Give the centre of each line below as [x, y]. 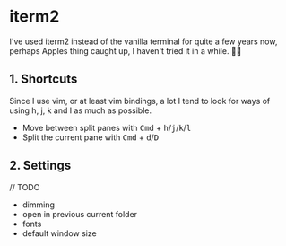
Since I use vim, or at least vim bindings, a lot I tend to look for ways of [140, 101]
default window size [59, 233]
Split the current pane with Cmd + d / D [91, 137]
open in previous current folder [79, 214]
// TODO [25, 187]
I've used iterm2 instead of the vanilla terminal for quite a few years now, [143, 41]
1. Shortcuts [43, 79]
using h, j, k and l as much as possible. [81, 110]
